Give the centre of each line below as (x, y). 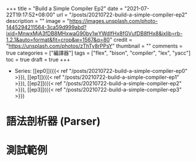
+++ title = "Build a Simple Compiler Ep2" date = (65, 9)
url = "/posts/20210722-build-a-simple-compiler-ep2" (122, 15)
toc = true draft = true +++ (38, 59)
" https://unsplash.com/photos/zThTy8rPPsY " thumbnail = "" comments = (94, 46)
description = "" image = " (38, 21)
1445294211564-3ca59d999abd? (46, 27)
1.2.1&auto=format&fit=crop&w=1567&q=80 (58, 40)
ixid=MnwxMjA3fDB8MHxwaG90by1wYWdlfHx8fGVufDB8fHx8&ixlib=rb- (94, 33)
